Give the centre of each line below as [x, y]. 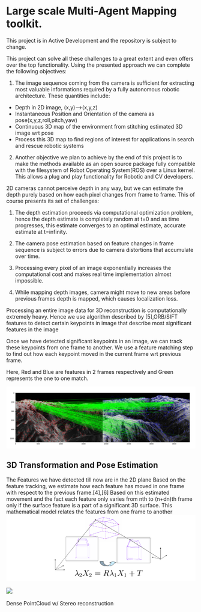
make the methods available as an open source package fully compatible [105, 164]
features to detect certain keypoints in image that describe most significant [99, 323]
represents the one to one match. [47, 378]
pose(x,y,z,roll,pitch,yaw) [46, 120]
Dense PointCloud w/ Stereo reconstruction [60, 604]
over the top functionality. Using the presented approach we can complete [98, 65]
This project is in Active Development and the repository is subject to [91, 40]
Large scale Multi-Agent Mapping [91, 11]
